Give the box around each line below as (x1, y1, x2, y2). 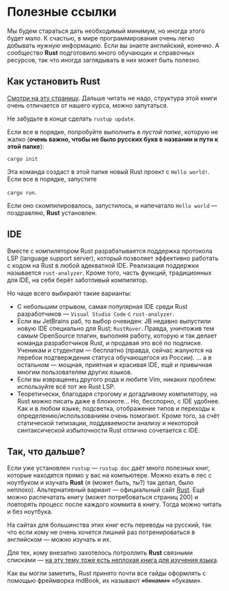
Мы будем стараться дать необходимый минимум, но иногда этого (7, 27, 205, 35)
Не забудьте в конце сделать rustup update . (7, 114, 135, 123)
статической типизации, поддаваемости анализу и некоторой (16, 418, 199, 427)
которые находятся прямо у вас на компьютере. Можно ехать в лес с (7, 471, 212, 479)
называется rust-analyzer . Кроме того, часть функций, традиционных (7, 268, 212, 277)
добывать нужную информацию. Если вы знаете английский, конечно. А (7, 41, 220, 49)
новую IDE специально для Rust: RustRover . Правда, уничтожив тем (16, 324, 215, 332)
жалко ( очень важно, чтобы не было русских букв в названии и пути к (7, 135, 219, 143)
